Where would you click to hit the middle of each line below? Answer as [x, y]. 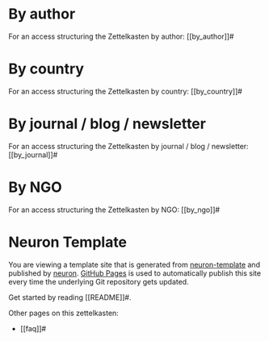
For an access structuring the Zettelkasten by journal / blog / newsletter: [128, 146]
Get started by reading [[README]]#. [70, 297]
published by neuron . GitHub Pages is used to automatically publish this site [134, 273]
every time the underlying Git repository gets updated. [99, 281]
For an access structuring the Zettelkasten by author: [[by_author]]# [121, 36]
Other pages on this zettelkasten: [63, 313]
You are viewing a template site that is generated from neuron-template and [134, 264]
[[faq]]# [33, 328]
